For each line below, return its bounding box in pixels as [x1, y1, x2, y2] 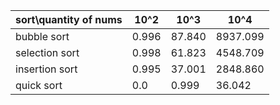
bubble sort [15, 30, 70, 43]
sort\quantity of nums [15, 13, 123, 26]
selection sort [15, 46, 80, 59]
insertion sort [15, 62, 78, 76]
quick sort [15, 79, 63, 92]
